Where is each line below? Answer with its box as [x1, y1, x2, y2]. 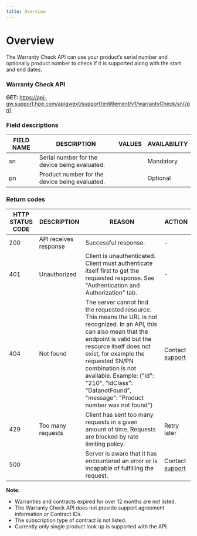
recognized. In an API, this [85, 320, 157, 329]
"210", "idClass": [85, 379, 133, 387]
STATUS [9, 218, 33, 226]
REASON [109, 218, 135, 226]
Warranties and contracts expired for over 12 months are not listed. [14, 498, 176, 505]
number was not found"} [85, 401, 153, 409]
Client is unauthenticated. [85, 252, 156, 260]
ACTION [164, 218, 188, 226]
